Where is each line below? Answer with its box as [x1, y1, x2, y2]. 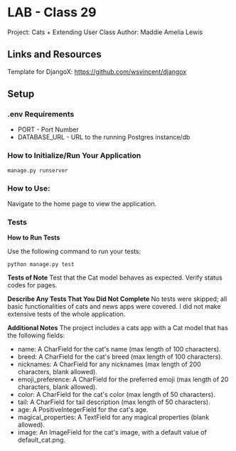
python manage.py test [7, 261, 75, 268]
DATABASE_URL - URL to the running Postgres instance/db [17, 133, 191, 142]
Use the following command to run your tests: [7, 247, 141, 256]
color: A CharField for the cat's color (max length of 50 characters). [17, 391, 215, 399]
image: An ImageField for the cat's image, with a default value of [17, 428, 208, 437]
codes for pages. [7, 281, 58, 290]
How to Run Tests [7, 233, 60, 242]
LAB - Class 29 [7, 4, 97, 21]
